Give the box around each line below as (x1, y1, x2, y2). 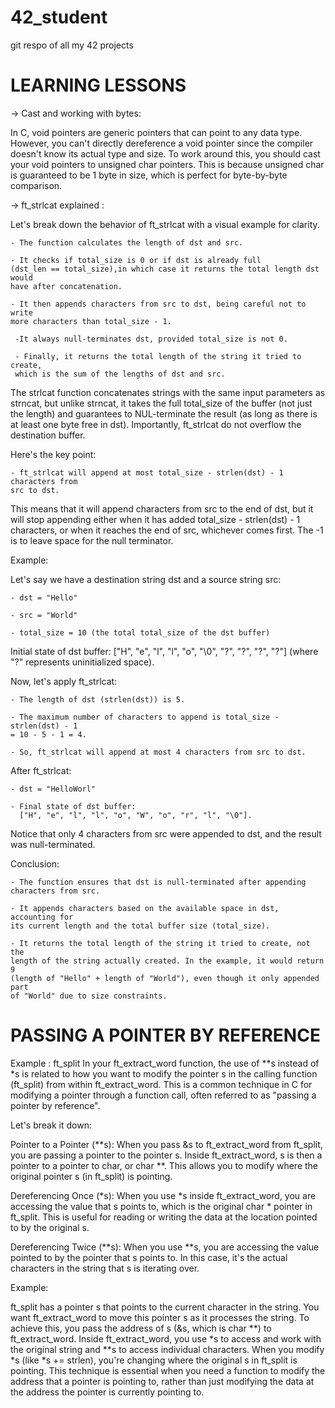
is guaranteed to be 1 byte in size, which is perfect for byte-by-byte (10, 169, 288, 181)
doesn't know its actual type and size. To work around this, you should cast (10, 147, 321, 160)
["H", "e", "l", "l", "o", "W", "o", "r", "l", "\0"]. (19, 810, 253, 820)
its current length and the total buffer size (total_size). (10, 921, 271, 931)
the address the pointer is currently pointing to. (10, 1386, 205, 1398)
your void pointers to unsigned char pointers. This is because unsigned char (10, 158, 325, 170)
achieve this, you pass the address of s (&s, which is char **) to (10, 1322, 272, 1334)
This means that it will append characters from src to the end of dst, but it (10, 502, 314, 515)
